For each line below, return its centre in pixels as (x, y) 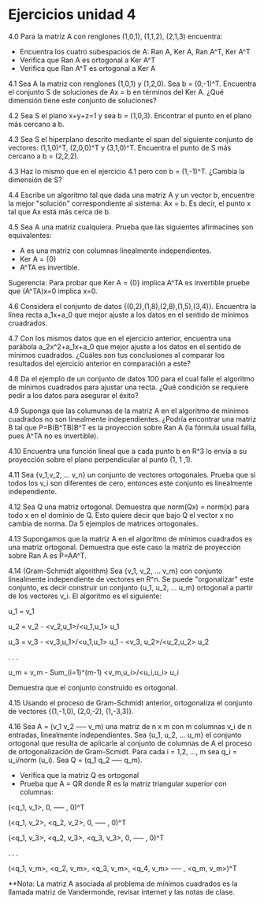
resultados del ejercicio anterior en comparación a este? (100, 363)
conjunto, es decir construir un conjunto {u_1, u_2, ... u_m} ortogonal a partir (131, 587)
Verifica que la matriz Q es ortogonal (79, 775)
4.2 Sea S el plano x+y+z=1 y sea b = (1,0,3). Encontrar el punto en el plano (130, 115)
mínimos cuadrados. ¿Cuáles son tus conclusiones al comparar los (117, 355)
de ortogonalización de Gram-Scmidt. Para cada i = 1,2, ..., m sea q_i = (123, 751)
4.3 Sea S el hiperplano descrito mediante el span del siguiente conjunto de (131, 139)
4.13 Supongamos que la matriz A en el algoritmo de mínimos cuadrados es (130, 538)
